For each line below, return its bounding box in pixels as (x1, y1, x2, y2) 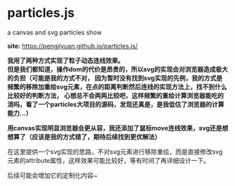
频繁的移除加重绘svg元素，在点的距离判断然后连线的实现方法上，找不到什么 (7, 82, 227, 91)
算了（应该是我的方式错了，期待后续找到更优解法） (13, 132, 161, 141)
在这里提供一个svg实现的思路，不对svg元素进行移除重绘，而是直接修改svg (7, 147, 223, 156)
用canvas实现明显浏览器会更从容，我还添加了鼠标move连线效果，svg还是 (7, 124, 222, 132)
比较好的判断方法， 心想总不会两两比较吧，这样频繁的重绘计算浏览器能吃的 (7, 91, 224, 100)
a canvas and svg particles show (7, 28, 102, 36)
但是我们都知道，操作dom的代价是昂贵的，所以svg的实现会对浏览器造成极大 (7, 65, 229, 73)
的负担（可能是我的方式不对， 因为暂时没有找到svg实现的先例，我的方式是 (7, 74, 223, 82)
